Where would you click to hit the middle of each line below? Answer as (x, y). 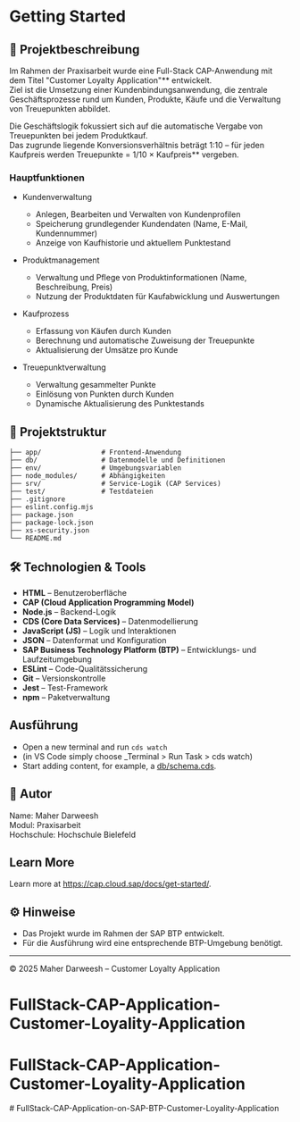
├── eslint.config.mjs (51, 507)
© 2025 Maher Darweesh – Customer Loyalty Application (115, 969)
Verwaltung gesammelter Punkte (96, 385)
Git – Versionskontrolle (64, 678)
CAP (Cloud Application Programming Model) (108, 602)
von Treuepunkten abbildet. (60, 109)
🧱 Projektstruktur (58, 432)
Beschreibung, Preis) (74, 287)
